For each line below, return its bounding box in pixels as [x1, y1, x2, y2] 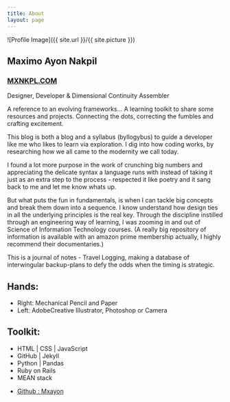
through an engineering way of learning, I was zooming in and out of [7, 218, 201, 226]
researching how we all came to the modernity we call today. [7, 147, 179, 156]
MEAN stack [16, 373, 53, 382]
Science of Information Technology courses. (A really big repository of [7, 225, 207, 234]
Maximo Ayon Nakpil [7, 55, 97, 67]
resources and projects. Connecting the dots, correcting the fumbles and [7, 112, 214, 120]
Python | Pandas [16, 359, 64, 367]
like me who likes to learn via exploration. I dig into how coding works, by [7, 140, 214, 149]
